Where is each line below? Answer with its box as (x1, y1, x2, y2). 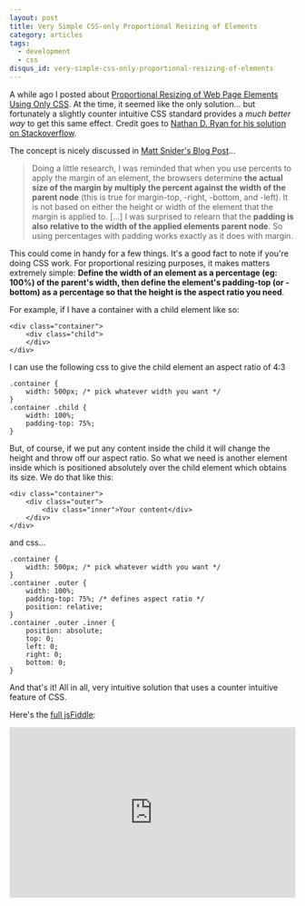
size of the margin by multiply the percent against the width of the (31, 182, 286, 193)
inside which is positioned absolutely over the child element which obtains (9, 462, 288, 473)
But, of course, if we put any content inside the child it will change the (9, 443, 271, 453)
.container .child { (9, 403, 88, 412)
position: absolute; (25, 626, 103, 635)
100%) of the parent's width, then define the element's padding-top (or (9, 276, 284, 287)
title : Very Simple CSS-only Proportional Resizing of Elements (9, 22, 258, 31)
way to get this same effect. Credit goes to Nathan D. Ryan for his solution (9, 117, 287, 128)
